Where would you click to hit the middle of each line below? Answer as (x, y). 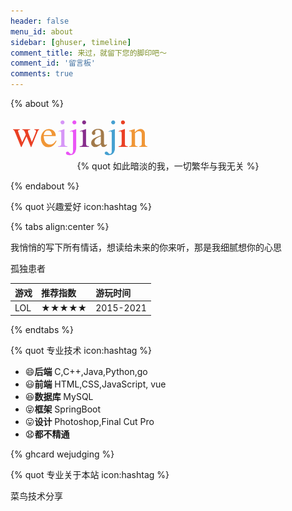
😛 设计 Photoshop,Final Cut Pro (89, 422)
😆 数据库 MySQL (59, 397)
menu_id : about (42, 31)
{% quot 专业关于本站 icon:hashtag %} (90, 475)
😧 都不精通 (47, 434)
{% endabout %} (45, 186)
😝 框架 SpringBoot (63, 409)
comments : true (42, 74)
